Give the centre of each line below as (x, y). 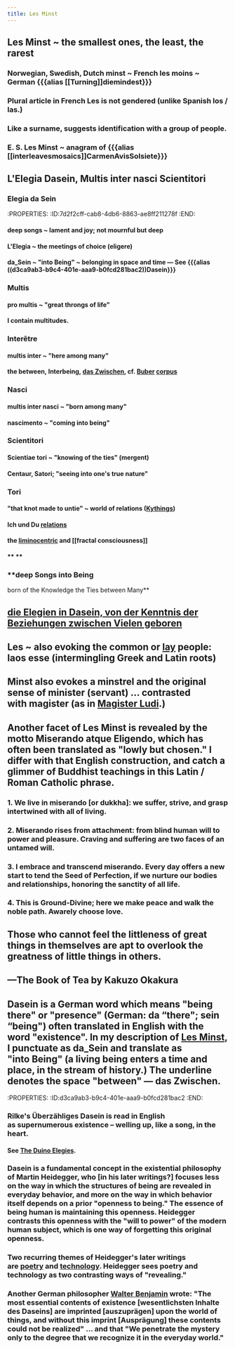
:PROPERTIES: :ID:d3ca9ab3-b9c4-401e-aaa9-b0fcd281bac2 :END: (105, 1098)
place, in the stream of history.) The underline (109, 1070)
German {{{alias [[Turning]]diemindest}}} (80, 81)
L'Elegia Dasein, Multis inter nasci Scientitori (107, 179)
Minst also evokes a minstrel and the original (107, 682)
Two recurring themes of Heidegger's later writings (96, 1258)
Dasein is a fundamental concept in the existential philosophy (114, 1169)
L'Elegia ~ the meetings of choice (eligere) (70, 246)
